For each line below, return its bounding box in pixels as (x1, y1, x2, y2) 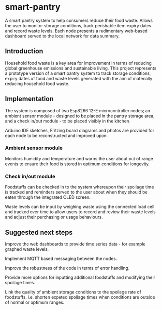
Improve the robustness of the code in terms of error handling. (5, 265, 130, 271)
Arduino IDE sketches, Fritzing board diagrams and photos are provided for (5, 127, 155, 133)
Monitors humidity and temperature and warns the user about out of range (5, 155, 153, 161)
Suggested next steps (5, 228, 73, 237)
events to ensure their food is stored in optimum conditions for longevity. (5, 161, 150, 167)
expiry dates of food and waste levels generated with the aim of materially (5, 75, 153, 81)
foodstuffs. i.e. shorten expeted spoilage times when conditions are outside (5, 294, 156, 300)
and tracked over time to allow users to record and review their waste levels (5, 209, 156, 215)
